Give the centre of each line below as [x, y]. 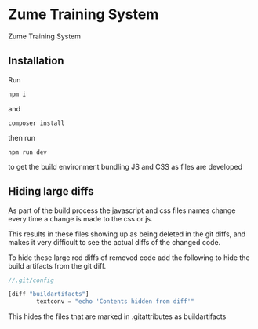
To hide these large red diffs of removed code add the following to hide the [129, 258]
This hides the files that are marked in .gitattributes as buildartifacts [117, 316]
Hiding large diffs [51, 191]
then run [22, 137]
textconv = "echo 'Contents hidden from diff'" [115, 302]
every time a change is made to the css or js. [80, 218]
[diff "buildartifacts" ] [49, 294]
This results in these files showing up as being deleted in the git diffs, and [127, 234]
